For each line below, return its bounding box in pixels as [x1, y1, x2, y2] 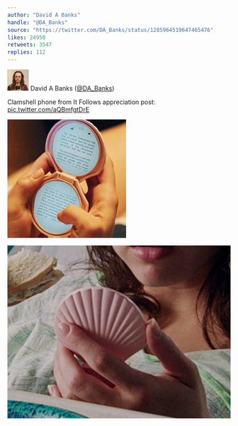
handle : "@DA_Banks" [7, 18, 69, 26]
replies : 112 [7, 49, 46, 56]
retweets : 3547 [7, 41, 52, 49]
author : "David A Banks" [7, 11, 81, 18]
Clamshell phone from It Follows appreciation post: [7, 98, 156, 106]
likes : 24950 [7, 34, 46, 41]
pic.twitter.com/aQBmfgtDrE [7, 105, 90, 113]
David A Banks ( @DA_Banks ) [30, 84, 115, 92]
